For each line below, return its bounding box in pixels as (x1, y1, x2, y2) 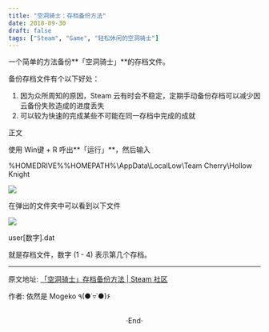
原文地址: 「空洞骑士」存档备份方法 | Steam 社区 (8, 274, 168, 284)
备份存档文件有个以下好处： (8, 74, 100, 84)
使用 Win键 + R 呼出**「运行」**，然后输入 (8, 145, 151, 154)
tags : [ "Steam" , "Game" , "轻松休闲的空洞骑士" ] (8, 34, 159, 42)
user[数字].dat (8, 233, 55, 242)
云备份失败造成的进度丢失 (19, 101, 105, 110)
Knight (8, 170, 30, 179)
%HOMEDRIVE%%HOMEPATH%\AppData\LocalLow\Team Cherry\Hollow (8, 161, 252, 170)
